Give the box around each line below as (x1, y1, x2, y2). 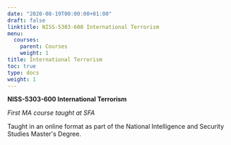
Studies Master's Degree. (7, 130, 81, 138)
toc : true (7, 63, 37, 70)
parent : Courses (20, 43, 69, 50)
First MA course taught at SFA (7, 108, 95, 117)
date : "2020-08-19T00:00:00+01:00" (7, 10, 112, 18)
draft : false (7, 17, 46, 24)
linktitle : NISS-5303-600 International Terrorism (7, 23, 160, 30)
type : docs (7, 69, 40, 76)
